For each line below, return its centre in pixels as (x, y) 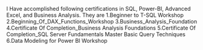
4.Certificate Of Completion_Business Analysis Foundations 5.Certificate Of (101, 28)
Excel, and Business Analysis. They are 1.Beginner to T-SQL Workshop (95, 15)
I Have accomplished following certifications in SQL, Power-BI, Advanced (99, 9)
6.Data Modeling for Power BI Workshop (57, 41)
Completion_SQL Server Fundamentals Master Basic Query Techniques (96, 34)
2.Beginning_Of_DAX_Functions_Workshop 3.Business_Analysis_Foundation (102, 21)
